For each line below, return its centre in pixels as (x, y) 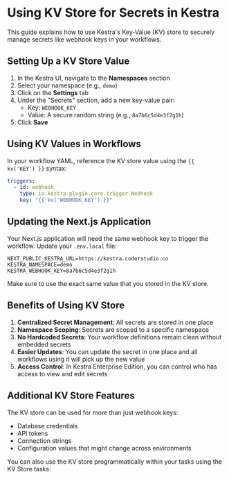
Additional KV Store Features (71, 396)
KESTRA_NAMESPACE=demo (40, 264)
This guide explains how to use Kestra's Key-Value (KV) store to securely (111, 32)
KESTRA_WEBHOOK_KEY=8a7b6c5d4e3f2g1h (62, 271)
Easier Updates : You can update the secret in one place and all (107, 351)
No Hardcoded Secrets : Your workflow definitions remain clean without (119, 337)
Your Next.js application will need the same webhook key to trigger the (108, 238)
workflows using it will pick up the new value (81, 359)
